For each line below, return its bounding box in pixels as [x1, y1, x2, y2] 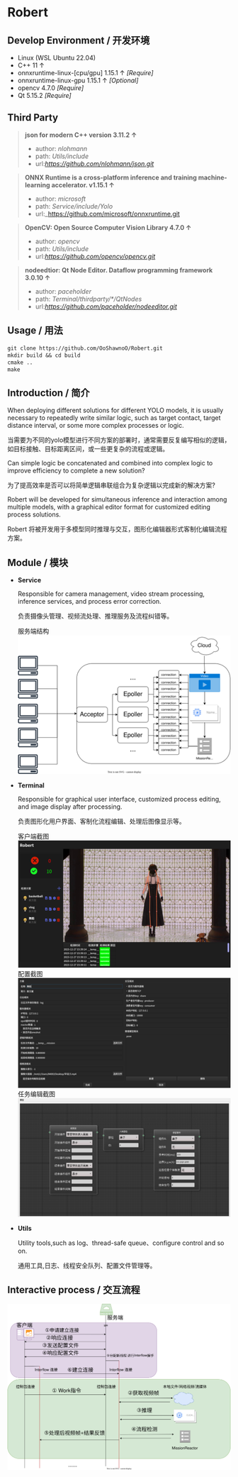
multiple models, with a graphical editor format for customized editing [7, 503, 211, 511]
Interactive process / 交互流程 [7, 1284, 140, 1296]
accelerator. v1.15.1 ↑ [51, 180, 115, 189]
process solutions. [7, 510, 62, 519]
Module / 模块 [7, 556, 69, 568]
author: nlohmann [35, 144, 87, 153]
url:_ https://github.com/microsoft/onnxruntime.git [35, 209, 181, 218]
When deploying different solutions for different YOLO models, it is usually [7, 406, 224, 415]
